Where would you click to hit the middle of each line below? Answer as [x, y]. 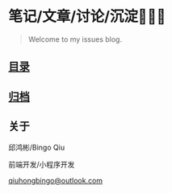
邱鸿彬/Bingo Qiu [37, 147]
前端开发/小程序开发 [42, 164]
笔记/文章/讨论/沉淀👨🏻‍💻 [87, 16]
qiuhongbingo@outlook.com [56, 180]
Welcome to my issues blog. [75, 39]
